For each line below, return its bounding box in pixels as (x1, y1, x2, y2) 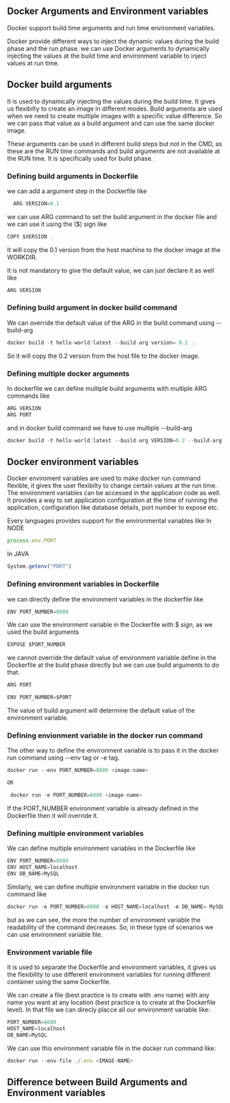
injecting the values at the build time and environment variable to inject (7, 52, 207, 60)
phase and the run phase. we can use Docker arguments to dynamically (7, 44, 210, 52)
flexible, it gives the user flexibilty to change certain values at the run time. (7, 481, 218, 490)
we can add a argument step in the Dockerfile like (7, 187, 147, 195)
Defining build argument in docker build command (7, 303, 178, 312)
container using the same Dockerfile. (7, 978, 112, 986)
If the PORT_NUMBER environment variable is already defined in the (7, 804, 199, 812)
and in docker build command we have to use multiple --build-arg (7, 424, 193, 432)
